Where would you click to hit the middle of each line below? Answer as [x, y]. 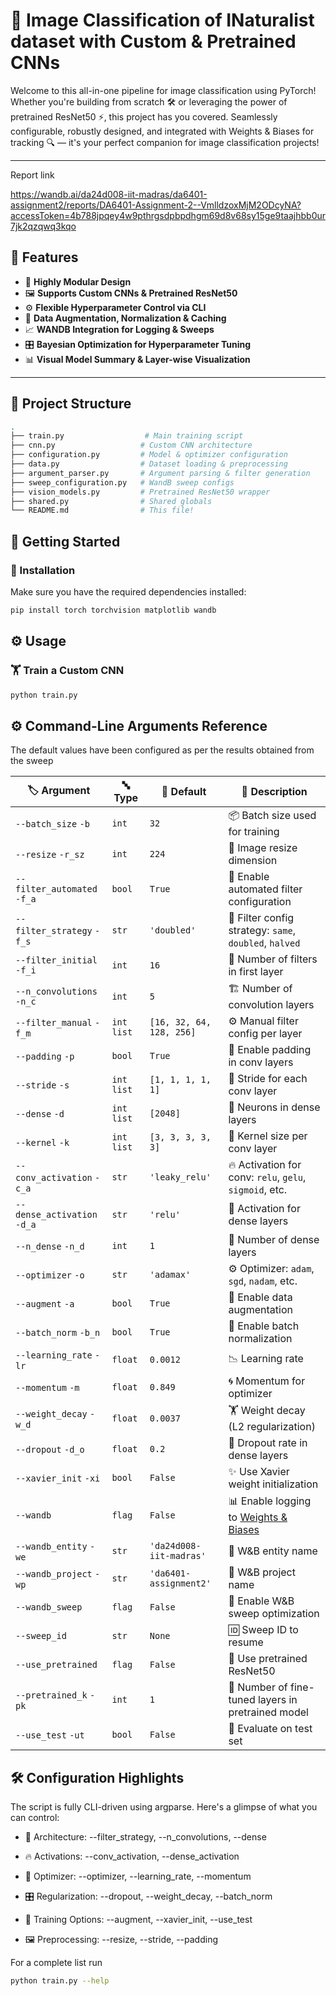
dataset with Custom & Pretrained [153, 41]
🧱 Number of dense [274, 1240]
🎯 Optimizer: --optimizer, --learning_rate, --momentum [138, 1876]
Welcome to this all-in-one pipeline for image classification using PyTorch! [163, 90]
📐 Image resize [263, 848]
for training [254, 832]
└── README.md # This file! [102, 510]
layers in [277, 1700]
